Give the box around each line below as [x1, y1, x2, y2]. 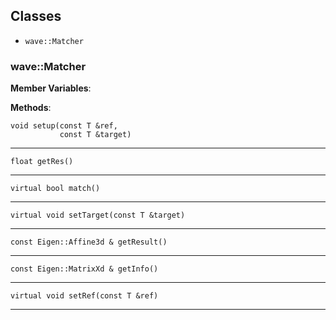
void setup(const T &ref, [10, 121, 118, 131]
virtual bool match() [10, 184, 101, 194]
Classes [10, 8, 62, 25]
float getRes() [10, 157, 74, 167]
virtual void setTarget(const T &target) [10, 210, 186, 221]
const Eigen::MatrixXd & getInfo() [10, 264, 159, 274]
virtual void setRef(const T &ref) [10, 291, 159, 301]
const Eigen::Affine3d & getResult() [10, 237, 168, 248]
